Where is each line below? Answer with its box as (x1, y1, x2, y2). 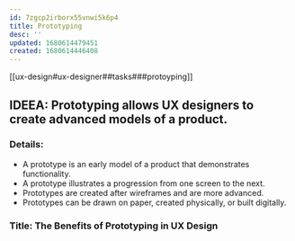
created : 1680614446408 (9, 47, 99, 56)
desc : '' (9, 30, 42, 39)
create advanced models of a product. (9, 112, 228, 127)
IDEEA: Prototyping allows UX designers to (9, 97, 255, 112)
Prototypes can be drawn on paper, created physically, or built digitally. (22, 197, 287, 208)
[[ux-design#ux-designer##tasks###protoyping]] (9, 71, 193, 82)
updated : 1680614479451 (9, 38, 99, 48)
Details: (9, 138, 44, 151)
